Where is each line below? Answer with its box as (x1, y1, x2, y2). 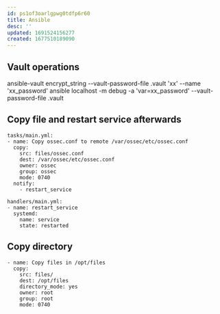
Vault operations (7, 61, 80, 73)
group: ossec (19, 168, 57, 175)
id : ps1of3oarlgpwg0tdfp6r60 (7, 10, 90, 17)
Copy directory (7, 241, 73, 253)
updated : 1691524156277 (7, 29, 75, 36)
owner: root (19, 289, 53, 296)
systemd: (13, 210, 38, 217)
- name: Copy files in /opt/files (7, 259, 106, 266)
